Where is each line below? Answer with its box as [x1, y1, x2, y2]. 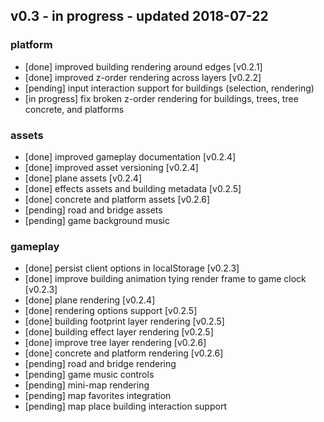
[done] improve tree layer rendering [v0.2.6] [24, 337, 207, 349]
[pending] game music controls [24, 369, 155, 381]
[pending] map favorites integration [24, 390, 172, 402]
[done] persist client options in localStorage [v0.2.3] [24, 262, 240, 274]
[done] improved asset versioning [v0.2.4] [24, 161, 199, 173]
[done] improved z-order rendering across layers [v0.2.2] [24, 71, 262, 83]
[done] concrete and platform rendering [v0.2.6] [24, 347, 224, 359]
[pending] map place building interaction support [24, 400, 227, 413]
